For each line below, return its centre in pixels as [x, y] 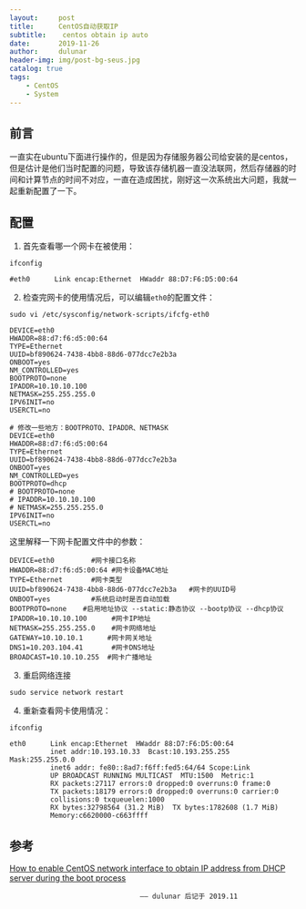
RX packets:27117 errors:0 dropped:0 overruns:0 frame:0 [160, 784]
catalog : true [36, 69]
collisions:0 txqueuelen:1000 [107, 800]
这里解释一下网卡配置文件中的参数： [77, 542]
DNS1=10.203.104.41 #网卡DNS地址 [82, 648]
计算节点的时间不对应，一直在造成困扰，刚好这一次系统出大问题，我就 [157, 179]
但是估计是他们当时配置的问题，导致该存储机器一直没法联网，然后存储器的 [149, 169]
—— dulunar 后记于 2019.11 [189, 896]
